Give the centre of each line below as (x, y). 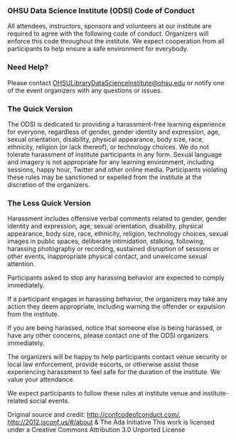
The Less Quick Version (49, 203)
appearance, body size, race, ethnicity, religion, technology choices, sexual (118, 234)
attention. (21, 264)
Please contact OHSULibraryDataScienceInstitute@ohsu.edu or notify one (116, 83)
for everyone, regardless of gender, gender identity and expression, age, (114, 132)
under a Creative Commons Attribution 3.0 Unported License (96, 430)
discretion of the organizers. (49, 184)
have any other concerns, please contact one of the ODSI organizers (108, 336)
